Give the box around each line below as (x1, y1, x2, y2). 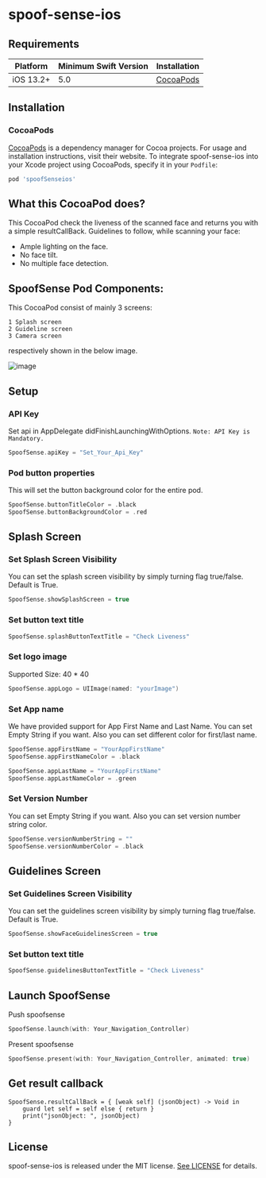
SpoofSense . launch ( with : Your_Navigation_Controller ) (8, 1026, 191, 1034)
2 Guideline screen (8, 325, 73, 333)
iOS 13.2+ (12, 74, 51, 85)
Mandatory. (8, 434, 44, 442)
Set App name (8, 703, 64, 714)
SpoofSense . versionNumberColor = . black (8, 842, 145, 850)
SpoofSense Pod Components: (8, 282, 164, 295)
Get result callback (8, 1077, 104, 1091)
